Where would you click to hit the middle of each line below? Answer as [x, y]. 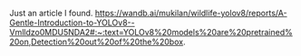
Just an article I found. [51, 13]
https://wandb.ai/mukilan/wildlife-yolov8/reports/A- [191, 13]
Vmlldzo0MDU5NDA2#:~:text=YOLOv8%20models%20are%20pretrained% [151, 32]
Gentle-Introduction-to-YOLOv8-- [72, 23]
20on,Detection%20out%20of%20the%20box [97, 42]
